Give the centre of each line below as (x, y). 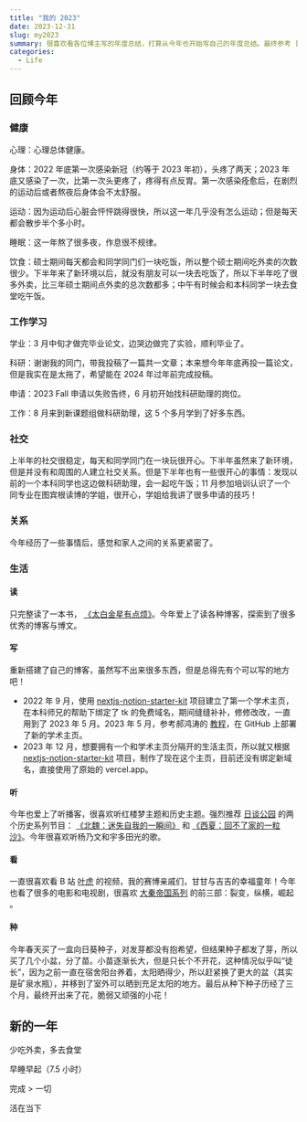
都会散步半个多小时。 (49, 222)
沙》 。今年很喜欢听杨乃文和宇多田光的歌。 (88, 837)
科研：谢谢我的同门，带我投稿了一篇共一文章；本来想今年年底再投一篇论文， (153, 363)
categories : (32, 52)
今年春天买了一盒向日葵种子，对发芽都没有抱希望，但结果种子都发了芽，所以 (153, 949)
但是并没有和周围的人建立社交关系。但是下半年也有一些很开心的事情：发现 (149, 472)
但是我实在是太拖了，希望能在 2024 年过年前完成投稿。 (114, 374)
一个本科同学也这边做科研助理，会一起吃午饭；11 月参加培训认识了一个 (158, 483)
